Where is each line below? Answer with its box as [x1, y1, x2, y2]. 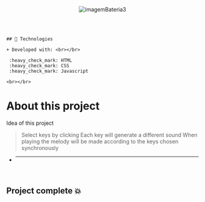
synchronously [21, 144, 59, 151]
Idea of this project [6, 119, 54, 127]
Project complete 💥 [6, 185, 82, 196]
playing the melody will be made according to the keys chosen [21, 138, 179, 145]
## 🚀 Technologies [6, 36, 53, 42]
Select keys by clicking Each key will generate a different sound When [21, 131, 198, 138]
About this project [6, 99, 100, 113]
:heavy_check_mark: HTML [9, 58, 72, 64]
